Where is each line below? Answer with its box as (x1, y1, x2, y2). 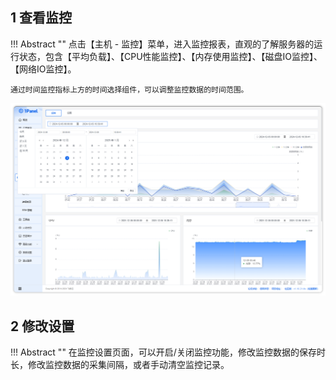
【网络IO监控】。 (10, 63, 77, 75)
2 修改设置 (10, 318, 75, 335)
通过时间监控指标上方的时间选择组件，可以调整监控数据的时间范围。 (10, 84, 249, 95)
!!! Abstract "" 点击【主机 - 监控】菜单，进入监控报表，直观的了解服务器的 (10, 38, 315, 50)
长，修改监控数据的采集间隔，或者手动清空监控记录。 (10, 359, 230, 371)
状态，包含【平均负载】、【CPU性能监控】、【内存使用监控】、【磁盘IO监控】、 (18, 50, 323, 62)
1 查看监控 (10, 9, 73, 27)
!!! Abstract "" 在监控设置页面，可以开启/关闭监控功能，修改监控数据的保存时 (10, 346, 326, 358)
